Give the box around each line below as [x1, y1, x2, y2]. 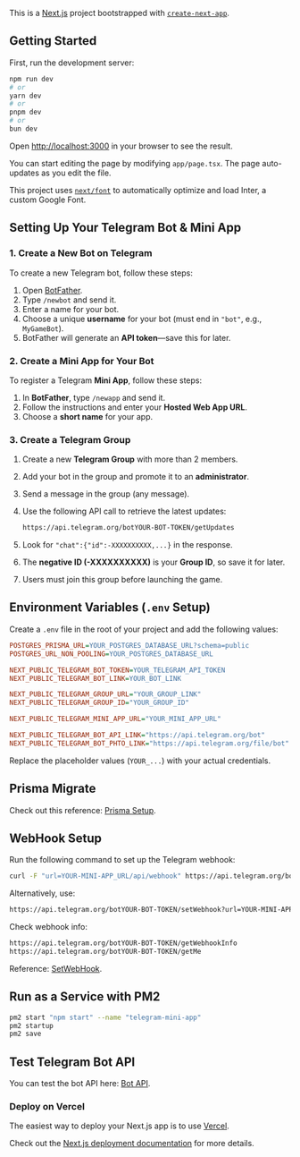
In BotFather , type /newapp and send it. [21, 392, 166, 403]
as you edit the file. [41, 167, 112, 178]
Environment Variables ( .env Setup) [9, 600, 212, 616]
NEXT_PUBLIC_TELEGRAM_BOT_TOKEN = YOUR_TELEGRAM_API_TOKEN [9, 666, 226, 675]
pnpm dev [9, 107, 42, 117]
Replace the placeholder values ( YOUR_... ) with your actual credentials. [9, 755, 271, 766]
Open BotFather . [21, 285, 83, 295]
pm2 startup [9, 1021, 54, 1030]
